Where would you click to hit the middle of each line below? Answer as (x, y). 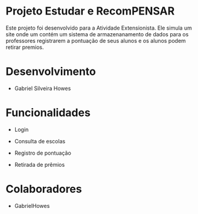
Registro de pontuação (43, 153)
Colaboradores (44, 189)
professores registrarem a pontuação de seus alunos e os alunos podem (96, 41)
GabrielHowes (32, 206)
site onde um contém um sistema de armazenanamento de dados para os (97, 34)
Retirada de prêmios (40, 164)
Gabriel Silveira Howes (43, 88)
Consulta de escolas (40, 141)
